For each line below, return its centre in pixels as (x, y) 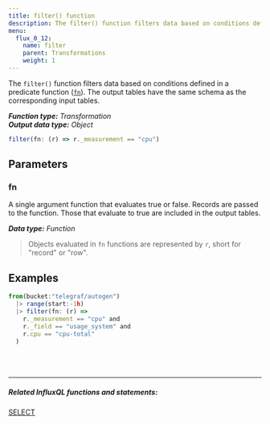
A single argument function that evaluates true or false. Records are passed (133, 205)
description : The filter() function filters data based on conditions (129, 23)
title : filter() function (51, 16)
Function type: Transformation (60, 116)
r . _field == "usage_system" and (77, 326)
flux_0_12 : (34, 38)
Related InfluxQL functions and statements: (83, 392)
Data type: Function (42, 229)
